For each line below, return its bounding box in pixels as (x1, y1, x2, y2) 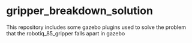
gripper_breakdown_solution (6, 4, 153, 18)
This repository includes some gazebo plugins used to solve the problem (6, 24, 186, 31)
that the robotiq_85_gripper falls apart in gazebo (6, 29, 125, 37)
